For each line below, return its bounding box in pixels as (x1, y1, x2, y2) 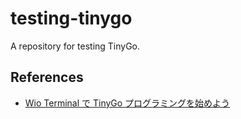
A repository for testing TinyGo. (10, 40, 141, 52)
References (10, 69, 84, 86)
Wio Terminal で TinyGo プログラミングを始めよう (24, 97, 231, 109)
